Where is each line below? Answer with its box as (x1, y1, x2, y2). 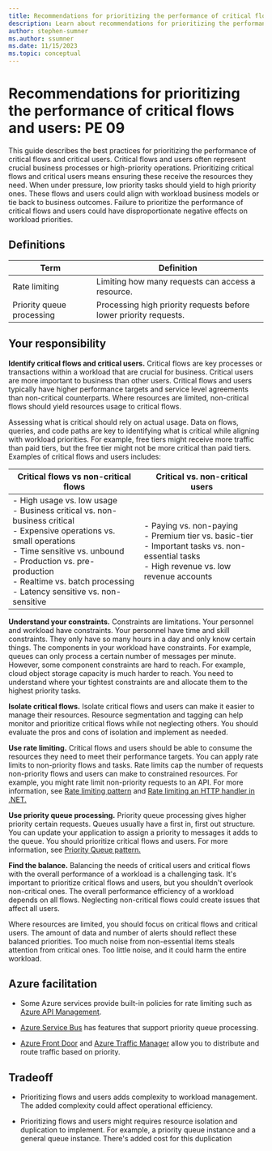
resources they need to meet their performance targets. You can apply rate (8, 751, 259, 761)
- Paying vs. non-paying (143, 520, 239, 531)
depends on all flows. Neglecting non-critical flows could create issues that (8, 895, 261, 905)
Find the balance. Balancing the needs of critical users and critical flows (8, 860, 251, 870)
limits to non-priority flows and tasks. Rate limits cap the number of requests (8, 759, 264, 770)
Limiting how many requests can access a (96, 276, 256, 287)
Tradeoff (8, 1071, 53, 1085)
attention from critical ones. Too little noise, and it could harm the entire (8, 945, 247, 955)
